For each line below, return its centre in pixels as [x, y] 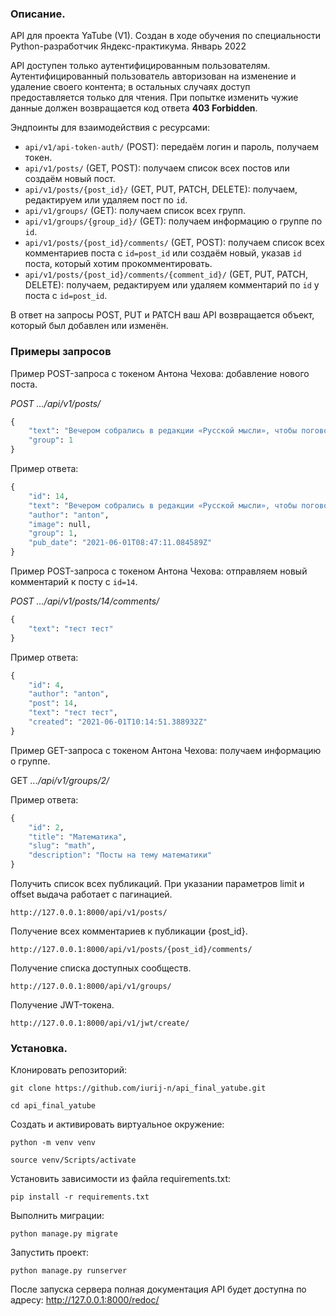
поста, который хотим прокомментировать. [118, 264]
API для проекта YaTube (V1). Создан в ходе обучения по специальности [166, 36]
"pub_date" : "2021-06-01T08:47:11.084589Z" [120, 543]
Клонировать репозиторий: [69, 1070]
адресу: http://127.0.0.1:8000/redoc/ [85, 1300]
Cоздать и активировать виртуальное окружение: [117, 1124]
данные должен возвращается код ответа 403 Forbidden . [134, 108]
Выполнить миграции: [57, 1216]
